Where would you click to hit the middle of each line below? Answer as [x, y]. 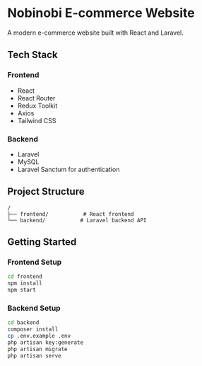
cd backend [23, 323]
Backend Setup [34, 308]
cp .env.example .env [39, 336]
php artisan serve [34, 355]
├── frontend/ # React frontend [71, 214]
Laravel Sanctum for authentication [69, 169]
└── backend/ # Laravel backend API [77, 220]
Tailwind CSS [37, 120]
